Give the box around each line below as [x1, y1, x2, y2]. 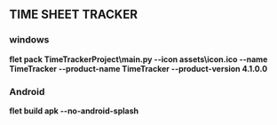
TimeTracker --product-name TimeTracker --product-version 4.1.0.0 [9, 63, 268, 74]
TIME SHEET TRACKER [9, 7, 138, 22]
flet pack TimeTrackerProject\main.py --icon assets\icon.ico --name [9, 53, 268, 65]
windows [9, 34, 50, 46]
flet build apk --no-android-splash [9, 105, 139, 116]
